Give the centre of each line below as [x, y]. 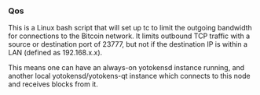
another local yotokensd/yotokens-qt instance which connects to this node [129, 76]
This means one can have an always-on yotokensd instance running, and [126, 68]
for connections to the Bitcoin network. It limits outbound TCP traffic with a [129, 36]
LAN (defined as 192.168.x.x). [55, 53]
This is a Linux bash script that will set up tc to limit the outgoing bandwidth [130, 28]
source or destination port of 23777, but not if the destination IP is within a [128, 44]
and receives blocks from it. [53, 84]
